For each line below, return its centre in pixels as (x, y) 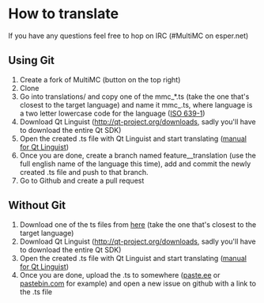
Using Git (32, 61)
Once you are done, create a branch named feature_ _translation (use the (138, 155)
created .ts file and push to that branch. (84, 172)
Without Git (37, 205)
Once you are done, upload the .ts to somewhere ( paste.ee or (120, 275)
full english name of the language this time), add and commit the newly (135, 164)
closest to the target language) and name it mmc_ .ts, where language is (136, 104)
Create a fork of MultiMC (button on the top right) (100, 79)
